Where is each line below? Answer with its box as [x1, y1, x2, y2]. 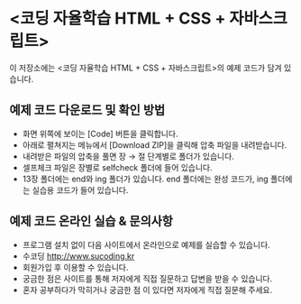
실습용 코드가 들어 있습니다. [32, 184, 129, 195]
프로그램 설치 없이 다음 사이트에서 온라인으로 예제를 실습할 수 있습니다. [22, 239, 270, 250]
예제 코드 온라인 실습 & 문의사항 [9, 214, 174, 229]
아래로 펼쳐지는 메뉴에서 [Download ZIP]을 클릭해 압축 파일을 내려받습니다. [22, 139, 287, 150]
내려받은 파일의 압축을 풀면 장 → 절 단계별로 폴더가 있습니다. [22, 151, 234, 161]
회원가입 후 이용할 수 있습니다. [22, 262, 129, 272]
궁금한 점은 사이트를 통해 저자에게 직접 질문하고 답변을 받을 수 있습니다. [22, 272, 273, 284]
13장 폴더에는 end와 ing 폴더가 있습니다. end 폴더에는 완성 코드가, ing [22, 173, 269, 184]
